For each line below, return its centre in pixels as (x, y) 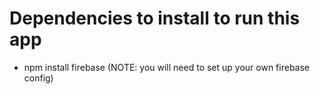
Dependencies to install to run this (155, 18)
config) (38, 78)
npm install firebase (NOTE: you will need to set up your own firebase (167, 67)
